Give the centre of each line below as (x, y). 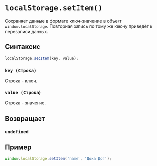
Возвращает (25, 118)
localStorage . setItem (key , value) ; (42, 58)
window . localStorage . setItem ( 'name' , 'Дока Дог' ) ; (58, 159)
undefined (17, 132)
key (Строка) (21, 70)
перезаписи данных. (27, 31)
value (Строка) (23, 93)
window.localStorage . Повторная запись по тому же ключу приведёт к (79, 26)
